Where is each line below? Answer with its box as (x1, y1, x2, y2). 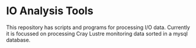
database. (6, 36, 31, 43)
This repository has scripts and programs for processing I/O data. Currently (6, 24, 191, 31)
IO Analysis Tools (6, 4, 94, 18)
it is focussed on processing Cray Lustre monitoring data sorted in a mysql (6, 30, 188, 37)
